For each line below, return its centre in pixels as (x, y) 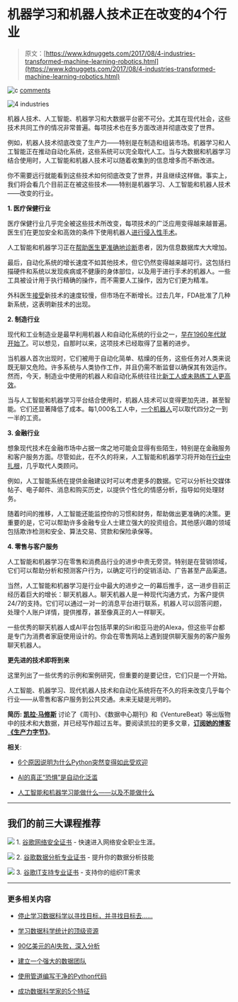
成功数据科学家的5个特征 (54, 991)
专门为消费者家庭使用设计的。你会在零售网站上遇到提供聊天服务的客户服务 (122, 636)
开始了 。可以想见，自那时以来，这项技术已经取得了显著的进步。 (100, 343)
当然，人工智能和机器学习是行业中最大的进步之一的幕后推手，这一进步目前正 (119, 585)
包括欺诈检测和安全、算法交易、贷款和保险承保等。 (82, 531)
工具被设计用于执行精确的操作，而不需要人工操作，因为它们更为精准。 (110, 280)
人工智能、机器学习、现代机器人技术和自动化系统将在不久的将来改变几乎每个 (119, 690)
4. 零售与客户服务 (33, 546)
